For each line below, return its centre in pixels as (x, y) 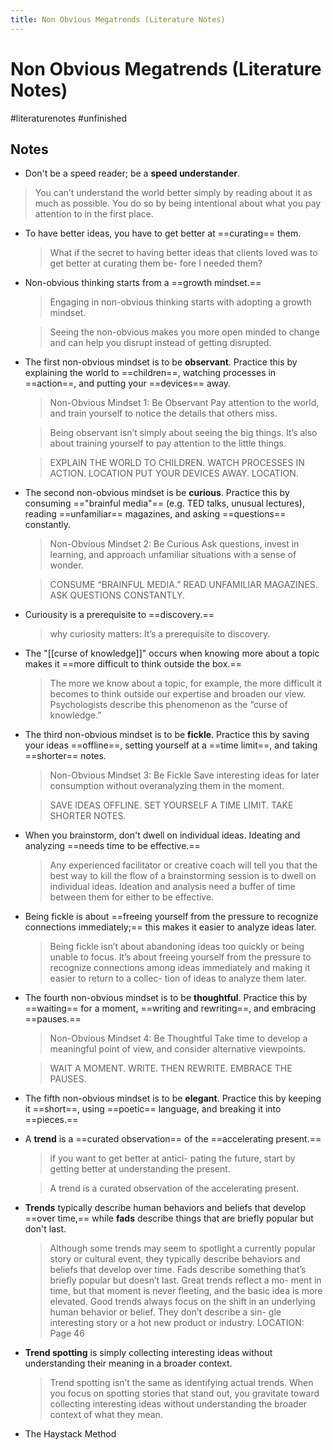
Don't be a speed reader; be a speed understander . (132, 173)
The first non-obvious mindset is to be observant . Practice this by (161, 362)
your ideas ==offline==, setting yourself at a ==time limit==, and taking (171, 745)
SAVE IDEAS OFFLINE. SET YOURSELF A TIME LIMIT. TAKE (171, 805)
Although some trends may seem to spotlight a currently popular (183, 1248)
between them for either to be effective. (132, 897)
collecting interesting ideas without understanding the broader (178, 1404)
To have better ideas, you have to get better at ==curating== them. (163, 233)
